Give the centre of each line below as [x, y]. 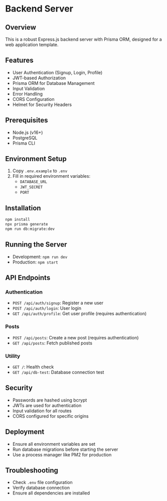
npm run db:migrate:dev [30, 229]
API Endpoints [28, 278]
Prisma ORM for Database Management [53, 83]
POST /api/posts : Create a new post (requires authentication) [75, 337]
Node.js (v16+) [28, 132]
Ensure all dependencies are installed [51, 493]
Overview [21, 27]
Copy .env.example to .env [40, 171]
